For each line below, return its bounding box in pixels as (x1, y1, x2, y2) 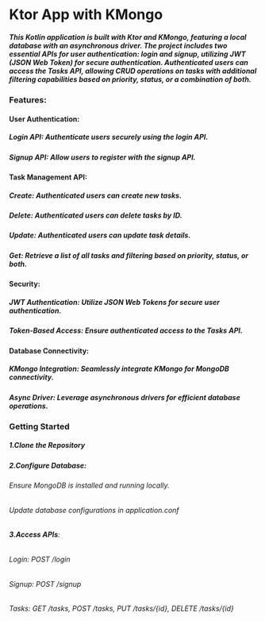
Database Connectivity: (9, 345, 90, 355)
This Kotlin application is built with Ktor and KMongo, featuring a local (9, 32, 247, 41)
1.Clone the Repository (9, 441, 86, 450)
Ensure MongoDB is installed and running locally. (9, 480, 170, 490)
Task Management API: (9, 172, 88, 182)
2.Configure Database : (9, 461, 86, 470)
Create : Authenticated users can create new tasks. (9, 191, 182, 200)
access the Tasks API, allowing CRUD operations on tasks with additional (9, 66, 257, 75)
